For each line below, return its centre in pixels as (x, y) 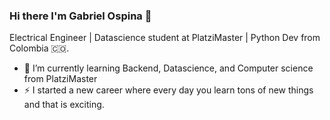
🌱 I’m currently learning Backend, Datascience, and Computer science (168, 68)
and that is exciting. (64, 105)
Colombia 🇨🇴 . (39, 48)
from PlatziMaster (60, 79)
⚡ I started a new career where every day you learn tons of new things (168, 90)
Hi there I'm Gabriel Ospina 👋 (80, 16)
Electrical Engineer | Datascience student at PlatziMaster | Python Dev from (165, 38)
